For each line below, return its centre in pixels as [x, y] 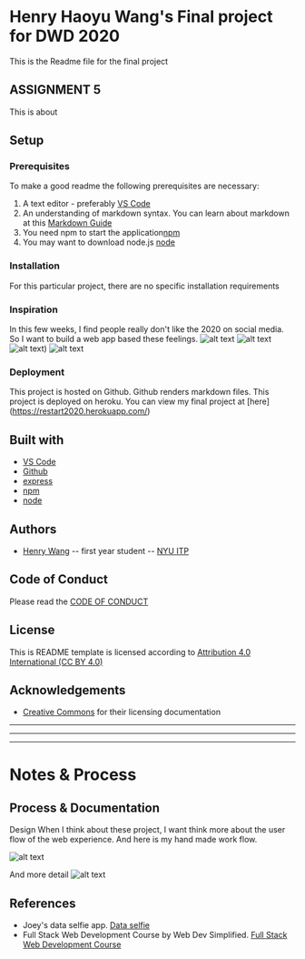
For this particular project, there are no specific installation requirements [144, 286]
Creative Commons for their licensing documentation [121, 712]
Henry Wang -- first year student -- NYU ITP [105, 550]
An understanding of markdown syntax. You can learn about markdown [156, 213]
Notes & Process [73, 774]
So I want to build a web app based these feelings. [103, 339]
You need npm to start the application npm [101, 233]
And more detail [39, 874]
